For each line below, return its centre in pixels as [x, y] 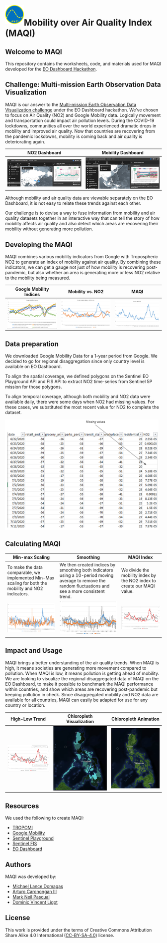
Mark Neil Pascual [31, 897]
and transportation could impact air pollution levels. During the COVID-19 [80, 120]
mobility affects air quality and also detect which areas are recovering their [82, 224]
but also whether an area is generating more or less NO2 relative [94, 273]
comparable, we [24, 573]
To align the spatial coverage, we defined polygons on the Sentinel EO [77, 376]
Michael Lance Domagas [38, 886]
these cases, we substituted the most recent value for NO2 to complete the [82, 407]
